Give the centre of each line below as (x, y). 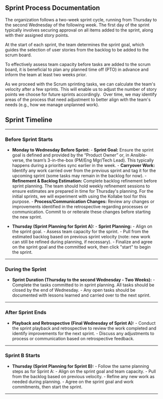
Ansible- (139, 155)
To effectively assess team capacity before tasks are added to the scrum (78, 64)
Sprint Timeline (29, 120)
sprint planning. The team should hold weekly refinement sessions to (81, 186)
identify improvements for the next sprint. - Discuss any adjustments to (83, 333)
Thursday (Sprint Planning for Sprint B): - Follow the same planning (81, 366)
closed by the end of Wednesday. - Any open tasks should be (74, 290)
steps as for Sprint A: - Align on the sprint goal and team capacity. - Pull (84, 371)
